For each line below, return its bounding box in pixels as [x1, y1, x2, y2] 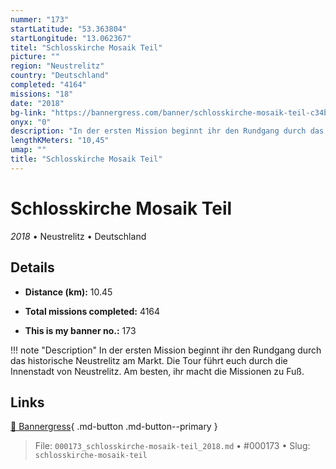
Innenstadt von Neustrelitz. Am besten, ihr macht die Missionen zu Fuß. [10, 365, 305, 377]
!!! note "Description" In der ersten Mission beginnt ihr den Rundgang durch [10, 344, 322, 356]
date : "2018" [10, 98, 65, 108]
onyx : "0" [10, 117, 52, 127]
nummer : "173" [10, 14, 70, 25]
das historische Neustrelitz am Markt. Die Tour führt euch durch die [10, 354, 288, 366]
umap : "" [10, 145, 47, 155]
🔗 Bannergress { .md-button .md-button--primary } [10, 421, 218, 433]
